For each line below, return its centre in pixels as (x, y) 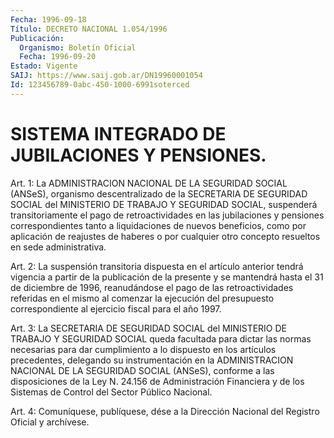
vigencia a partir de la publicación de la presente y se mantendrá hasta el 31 (167, 277)
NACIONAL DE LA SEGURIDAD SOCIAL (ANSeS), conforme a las (142, 370)
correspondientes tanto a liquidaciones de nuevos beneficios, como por (158, 225)
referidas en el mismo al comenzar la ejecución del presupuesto (142, 298)
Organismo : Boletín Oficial (78, 47)
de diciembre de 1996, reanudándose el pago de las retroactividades (152, 287)
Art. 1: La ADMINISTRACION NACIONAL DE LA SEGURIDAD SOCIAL (149, 183)
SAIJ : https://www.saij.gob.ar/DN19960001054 (106, 76)
